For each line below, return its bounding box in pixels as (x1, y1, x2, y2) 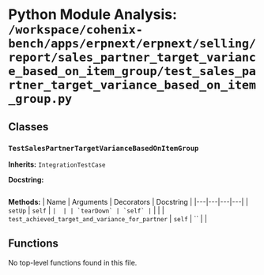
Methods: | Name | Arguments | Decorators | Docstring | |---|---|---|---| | (8, 197, 249, 206)
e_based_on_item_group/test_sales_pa (8, 64, 257, 79)
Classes (8, 120, 49, 134)
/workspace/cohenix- (8, 22, 144, 37)
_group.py (8, 92, 73, 107)
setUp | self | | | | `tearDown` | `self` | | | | (8, 205, 164, 215)
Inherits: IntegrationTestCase (8, 160, 106, 169)
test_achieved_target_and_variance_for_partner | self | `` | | (8, 213, 208, 223)
